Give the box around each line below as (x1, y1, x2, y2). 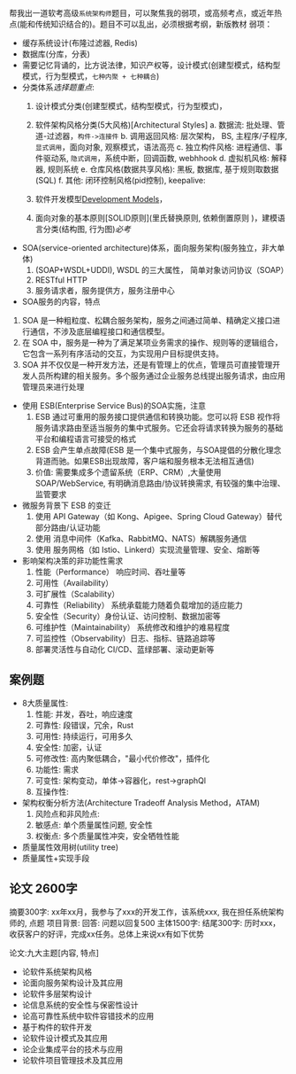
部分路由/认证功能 (34, 522, 101, 533)
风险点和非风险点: (34, 808, 100, 819)
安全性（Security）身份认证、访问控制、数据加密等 (34, 611, 221, 621)
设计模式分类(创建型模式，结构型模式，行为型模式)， (34, 101, 227, 111)
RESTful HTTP (34, 275, 88, 285)
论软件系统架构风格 (21, 966, 93, 977)
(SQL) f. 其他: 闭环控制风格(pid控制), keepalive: (34, 175, 206, 185)
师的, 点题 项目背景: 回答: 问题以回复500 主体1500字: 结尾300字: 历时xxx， (9, 917, 281, 928)
